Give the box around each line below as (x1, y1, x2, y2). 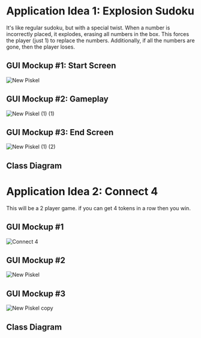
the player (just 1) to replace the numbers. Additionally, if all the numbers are (6, 37, 195, 44)
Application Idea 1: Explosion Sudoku (6, 4, 195, 18)
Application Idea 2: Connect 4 (6, 184, 158, 198)
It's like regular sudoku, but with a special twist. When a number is (6, 24, 170, 31)
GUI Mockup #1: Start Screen (6, 61, 116, 71)
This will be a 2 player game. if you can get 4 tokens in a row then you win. (6, 204, 191, 211)
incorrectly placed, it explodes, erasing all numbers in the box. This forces (6, 30, 190, 37)
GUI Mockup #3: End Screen (6, 127, 114, 137)
